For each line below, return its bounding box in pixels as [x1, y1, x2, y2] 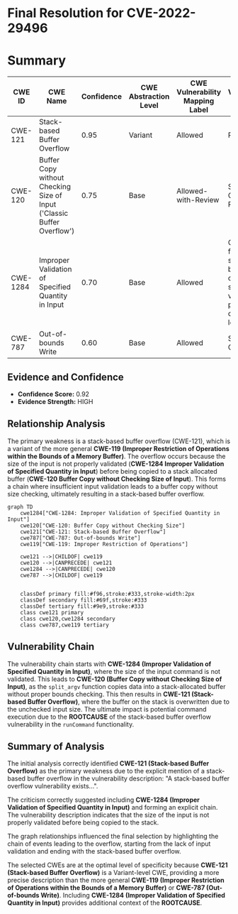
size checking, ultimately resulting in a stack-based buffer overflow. [7, 489, 205, 498]
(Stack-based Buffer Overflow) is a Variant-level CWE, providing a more [7, 869, 220, 877]
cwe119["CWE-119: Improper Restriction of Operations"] [20, 540, 189, 548]
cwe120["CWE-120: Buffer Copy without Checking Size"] [20, 522, 186, 529]
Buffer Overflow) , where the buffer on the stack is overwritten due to [27, 697, 230, 706]
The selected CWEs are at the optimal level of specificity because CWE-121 [7, 861, 228, 869]
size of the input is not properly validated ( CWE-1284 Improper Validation [7, 459, 225, 468]
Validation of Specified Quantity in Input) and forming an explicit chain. [7, 803, 218, 812]
